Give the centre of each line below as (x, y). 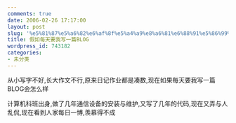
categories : (25, 53)
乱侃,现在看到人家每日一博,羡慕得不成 (61, 112)
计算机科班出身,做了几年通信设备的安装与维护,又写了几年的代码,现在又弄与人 (118, 103)
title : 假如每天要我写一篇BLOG (48, 40)
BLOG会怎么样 (28, 89)
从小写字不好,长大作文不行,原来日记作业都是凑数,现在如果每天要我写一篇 (112, 80)
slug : (15, 33)
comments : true (29, 14)
